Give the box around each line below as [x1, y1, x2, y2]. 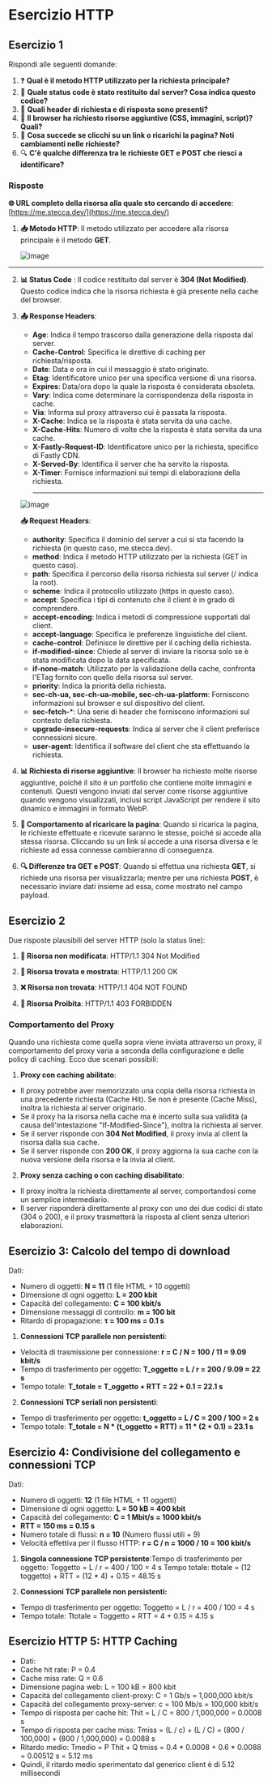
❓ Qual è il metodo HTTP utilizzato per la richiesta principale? [19, 75, 231, 85]
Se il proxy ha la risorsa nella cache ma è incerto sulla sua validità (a [19, 1112, 249, 1122]
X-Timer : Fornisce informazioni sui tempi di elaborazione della [32, 468, 240, 477]
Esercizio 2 [8, 913, 66, 927]
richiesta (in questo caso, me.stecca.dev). [32, 543, 172, 553]
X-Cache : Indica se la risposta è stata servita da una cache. [32, 416, 232, 426]
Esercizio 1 [8, 38, 63, 52]
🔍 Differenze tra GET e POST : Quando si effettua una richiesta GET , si [19, 862, 257, 871]
